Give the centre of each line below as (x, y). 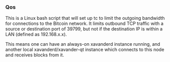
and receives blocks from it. (35, 55)
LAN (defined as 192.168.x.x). (36, 35)
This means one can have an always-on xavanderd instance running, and (83, 44)
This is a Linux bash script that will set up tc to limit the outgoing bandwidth (85, 18)
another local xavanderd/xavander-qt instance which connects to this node (85, 50)
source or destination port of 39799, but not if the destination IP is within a (84, 29)
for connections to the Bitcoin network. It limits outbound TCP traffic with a (84, 23)
